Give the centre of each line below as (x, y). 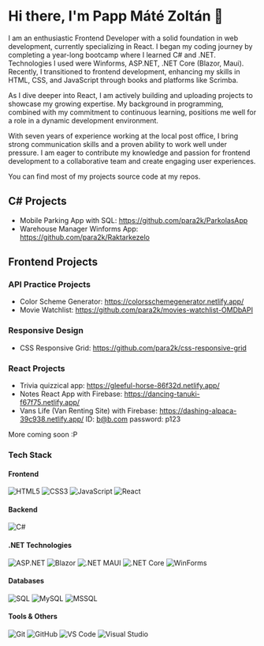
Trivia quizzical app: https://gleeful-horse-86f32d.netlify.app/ (119, 386)
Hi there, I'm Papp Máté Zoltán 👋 (116, 16)
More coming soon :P (43, 435)
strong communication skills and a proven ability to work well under (117, 144)
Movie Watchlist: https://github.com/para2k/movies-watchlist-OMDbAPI (136, 310)
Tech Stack (30, 455)
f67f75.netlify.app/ (50, 402)
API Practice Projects (49, 285)
